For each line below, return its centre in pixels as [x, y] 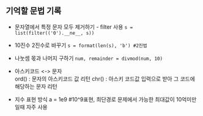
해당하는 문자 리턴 [36, 86]
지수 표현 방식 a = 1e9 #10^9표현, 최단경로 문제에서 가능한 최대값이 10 [98, 99]
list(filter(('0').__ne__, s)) [54, 33]
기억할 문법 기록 [34, 11]
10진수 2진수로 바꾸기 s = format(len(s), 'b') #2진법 [81, 45]
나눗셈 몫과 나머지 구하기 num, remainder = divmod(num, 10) [89, 58]
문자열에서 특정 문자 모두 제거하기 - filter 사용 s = [74, 27]
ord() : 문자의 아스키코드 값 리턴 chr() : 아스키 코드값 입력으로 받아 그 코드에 [105, 79]
